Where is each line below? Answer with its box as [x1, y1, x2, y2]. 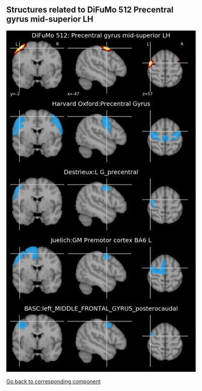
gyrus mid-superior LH [6, 14, 94, 25]
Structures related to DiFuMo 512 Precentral [6, 5, 174, 15]
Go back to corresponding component [6, 378, 101, 385]
